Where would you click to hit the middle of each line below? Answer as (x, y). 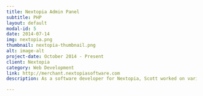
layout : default (27, 23)
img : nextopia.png (29, 40)
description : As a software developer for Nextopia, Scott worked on (96, 79)
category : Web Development (40, 67)
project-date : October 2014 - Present (55, 56)
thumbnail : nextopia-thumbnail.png (51, 46)
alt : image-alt (25, 51)
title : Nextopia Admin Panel (43, 12)
